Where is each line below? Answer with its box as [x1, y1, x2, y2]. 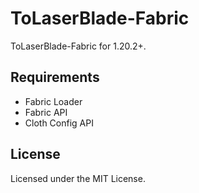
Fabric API [24, 106, 68, 118]
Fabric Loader [24, 95, 83, 107]
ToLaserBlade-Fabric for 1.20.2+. [10, 40, 147, 52]
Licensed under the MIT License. [10, 172, 146, 184]
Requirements [10, 69, 100, 86]
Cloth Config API [24, 117, 94, 129]
